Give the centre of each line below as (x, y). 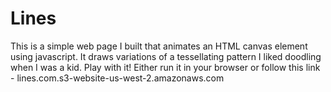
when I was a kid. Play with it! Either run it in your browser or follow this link (165, 67)
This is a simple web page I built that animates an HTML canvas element (159, 46)
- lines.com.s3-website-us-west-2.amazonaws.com (117, 78)
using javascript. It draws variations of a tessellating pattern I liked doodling (166, 56)
